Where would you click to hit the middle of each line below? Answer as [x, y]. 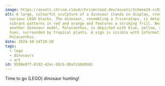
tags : [11, 46]
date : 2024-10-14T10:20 [29, 42]
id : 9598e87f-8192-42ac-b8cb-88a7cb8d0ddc [49, 64]
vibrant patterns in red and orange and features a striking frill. [81, 23]
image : [12, 10]
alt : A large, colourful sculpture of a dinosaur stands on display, [78, 14]
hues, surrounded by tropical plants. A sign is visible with [74, 32]
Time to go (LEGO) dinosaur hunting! [42, 79]
